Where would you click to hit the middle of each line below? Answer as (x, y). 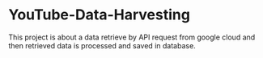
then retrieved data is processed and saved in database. (102, 45)
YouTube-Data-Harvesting (99, 15)
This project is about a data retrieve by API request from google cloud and (132, 37)
